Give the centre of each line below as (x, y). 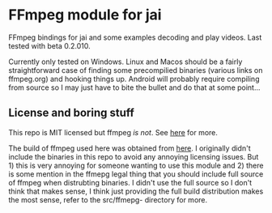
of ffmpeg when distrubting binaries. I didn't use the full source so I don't (130, 182)
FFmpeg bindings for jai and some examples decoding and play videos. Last (135, 37)
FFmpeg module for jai (85, 15)
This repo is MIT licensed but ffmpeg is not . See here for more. (113, 132)
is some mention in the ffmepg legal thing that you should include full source (136, 174)
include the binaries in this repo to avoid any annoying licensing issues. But (134, 156)
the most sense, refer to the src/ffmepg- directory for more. (108, 199)
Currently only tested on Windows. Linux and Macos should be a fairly (125, 62)
